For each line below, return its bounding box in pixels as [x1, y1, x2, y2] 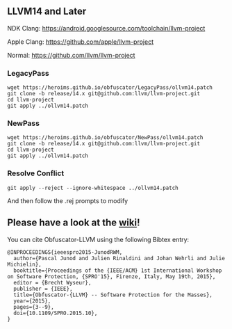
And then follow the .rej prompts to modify [7, 196, 129, 204]
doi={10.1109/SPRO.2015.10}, [13, 310, 98, 316]
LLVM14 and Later [7, 6, 87, 17]
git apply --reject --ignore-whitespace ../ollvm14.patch [7, 184, 179, 191]
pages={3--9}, [13, 303, 54, 310]
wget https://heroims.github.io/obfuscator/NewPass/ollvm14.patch [7, 134, 204, 141]
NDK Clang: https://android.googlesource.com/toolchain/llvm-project [7, 24, 206, 32]
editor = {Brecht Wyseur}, [13, 279, 92, 286]
